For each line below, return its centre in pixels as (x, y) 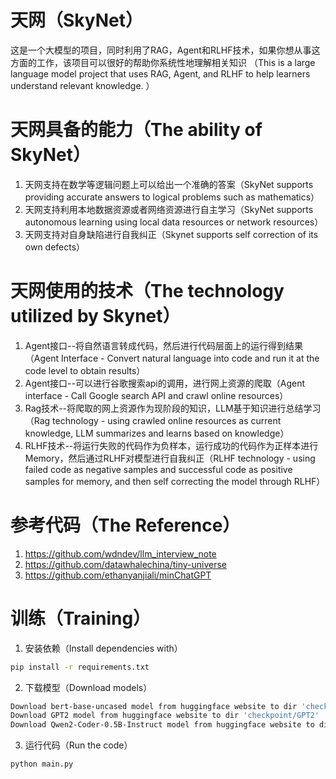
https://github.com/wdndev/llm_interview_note (120, 553)
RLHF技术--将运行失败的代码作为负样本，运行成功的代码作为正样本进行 (171, 445)
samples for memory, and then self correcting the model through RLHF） (175, 481)
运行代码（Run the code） (78, 745)
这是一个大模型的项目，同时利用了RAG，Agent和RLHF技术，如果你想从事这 (165, 50)
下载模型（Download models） (88, 687)
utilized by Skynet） (95, 316)
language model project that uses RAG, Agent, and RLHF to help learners (160, 73)
